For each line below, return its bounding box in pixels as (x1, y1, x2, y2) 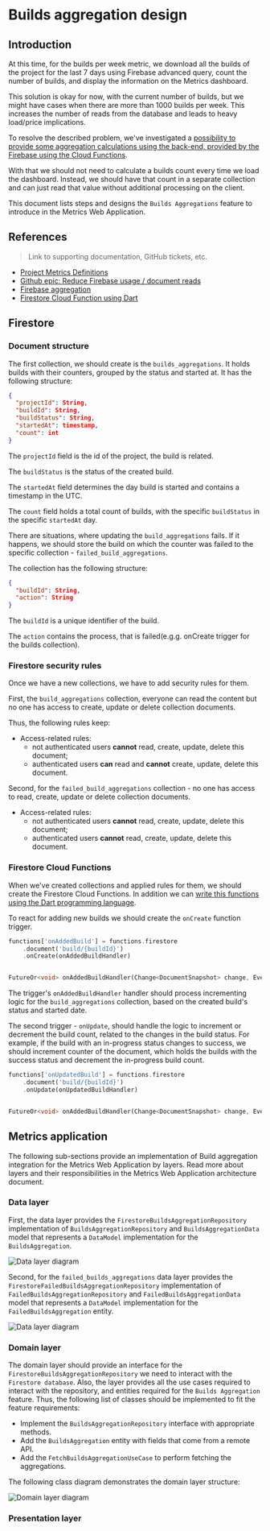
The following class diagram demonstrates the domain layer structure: (8, 1477, 240, 1487)
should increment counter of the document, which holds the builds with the (8, 1047, 257, 1057)
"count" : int (15, 428, 59, 437)
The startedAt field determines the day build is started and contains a (8, 482, 239, 492)
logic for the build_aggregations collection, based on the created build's (8, 997, 248, 1007)
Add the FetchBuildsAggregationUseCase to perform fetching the (19, 1453, 231, 1463)
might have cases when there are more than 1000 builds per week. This (8, 101, 245, 110)
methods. (19, 1427, 52, 1437)
